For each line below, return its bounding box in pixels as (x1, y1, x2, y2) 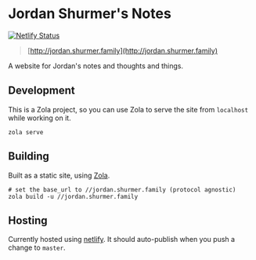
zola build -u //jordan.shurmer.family (8, 192, 139, 200)
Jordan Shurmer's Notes (8, 5, 172, 23)
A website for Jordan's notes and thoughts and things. (8, 60, 184, 71)
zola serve (8, 128, 44, 136)
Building (8, 150, 49, 163)
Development (8, 84, 76, 97)
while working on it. (8, 113, 72, 123)
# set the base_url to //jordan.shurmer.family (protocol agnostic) (8, 185, 236, 193)
